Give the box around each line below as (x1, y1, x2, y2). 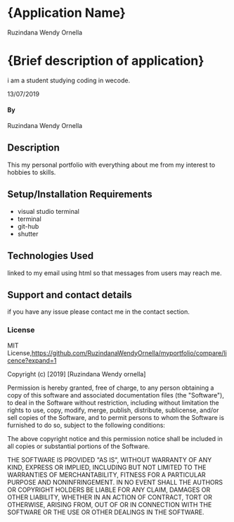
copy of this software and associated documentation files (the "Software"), (7, 390, 225, 399)
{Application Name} (7, 5, 126, 21)
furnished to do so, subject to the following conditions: (7, 421, 165, 429)
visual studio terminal (17, 207, 79, 215)
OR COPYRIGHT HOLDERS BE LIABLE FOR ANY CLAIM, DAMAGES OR (7, 485, 211, 494)
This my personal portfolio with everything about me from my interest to (7, 160, 216, 169)
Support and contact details (7, 288, 132, 300)
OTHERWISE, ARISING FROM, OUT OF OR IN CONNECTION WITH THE (7, 500, 212, 509)
